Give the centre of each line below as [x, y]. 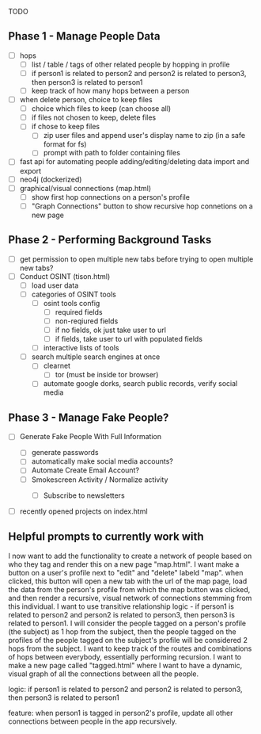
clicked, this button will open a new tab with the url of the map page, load [128, 581]
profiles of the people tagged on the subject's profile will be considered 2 [128, 640]
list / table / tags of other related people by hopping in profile [130, 64]
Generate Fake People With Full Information [91, 437]
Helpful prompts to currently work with [106, 537]
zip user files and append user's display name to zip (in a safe [144, 136]
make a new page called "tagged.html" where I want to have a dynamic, [125, 665]
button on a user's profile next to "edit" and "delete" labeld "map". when [126, 572]
